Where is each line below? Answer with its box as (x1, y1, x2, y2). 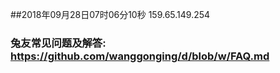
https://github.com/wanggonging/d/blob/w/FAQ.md (10, 49, 270, 63)
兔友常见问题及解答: (10, 36, 107, 50)
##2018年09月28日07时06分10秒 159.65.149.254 (10, 9, 211, 20)
